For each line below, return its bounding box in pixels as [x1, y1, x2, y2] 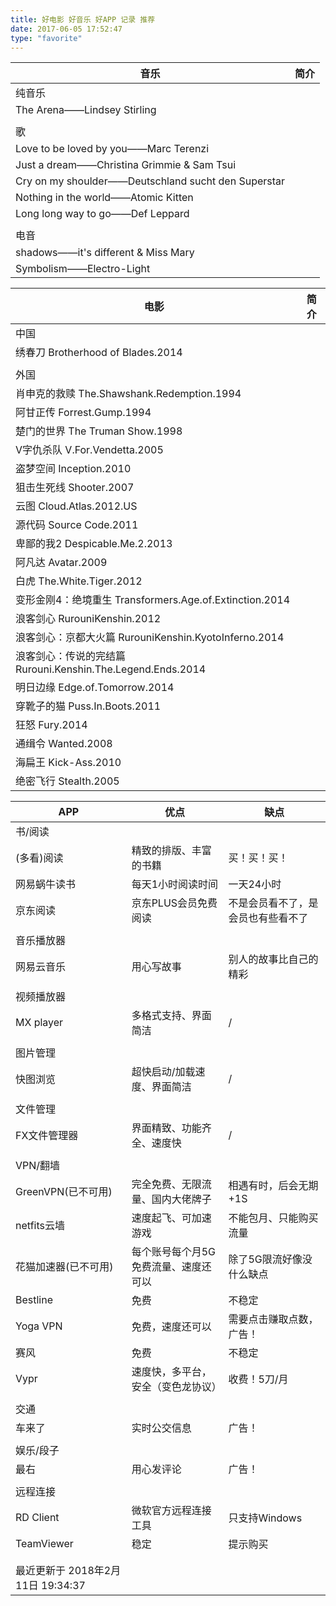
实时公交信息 [131, 1421, 192, 1435]
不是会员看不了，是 [228, 896, 319, 910]
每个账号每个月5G [131, 1245, 216, 1259]
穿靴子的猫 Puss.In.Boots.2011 [15, 699, 162, 713]
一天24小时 [228, 877, 282, 891]
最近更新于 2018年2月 [15, 1564, 122, 1578]
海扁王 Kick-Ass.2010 [15, 756, 122, 770]
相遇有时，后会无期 [228, 1179, 319, 1193]
